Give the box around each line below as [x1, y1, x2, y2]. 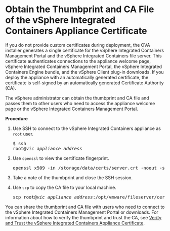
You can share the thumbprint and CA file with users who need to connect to [5, 204, 165, 210]
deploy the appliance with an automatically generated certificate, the [5, 74, 149, 80]
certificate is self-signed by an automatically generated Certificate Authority [5, 80, 164, 86]
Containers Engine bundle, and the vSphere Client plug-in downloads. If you [5, 69, 164, 75]
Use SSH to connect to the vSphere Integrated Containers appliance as [12, 125, 161, 131]
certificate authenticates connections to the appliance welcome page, [5, 58, 151, 64]
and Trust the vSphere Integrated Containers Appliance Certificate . [5, 220, 145, 226]
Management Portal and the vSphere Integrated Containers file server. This [5, 52, 162, 59]
